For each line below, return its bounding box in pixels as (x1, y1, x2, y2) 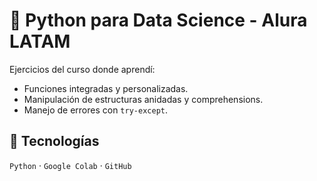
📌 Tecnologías (9, 133, 100, 150)
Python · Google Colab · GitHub (9, 159, 132, 171)
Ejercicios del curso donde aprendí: (9, 63, 156, 75)
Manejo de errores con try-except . (23, 104, 168, 116)
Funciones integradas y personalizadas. (23, 82, 189, 94)
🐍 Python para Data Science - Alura (9, 9, 308, 32)
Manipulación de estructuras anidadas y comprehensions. (23, 93, 264, 105)
